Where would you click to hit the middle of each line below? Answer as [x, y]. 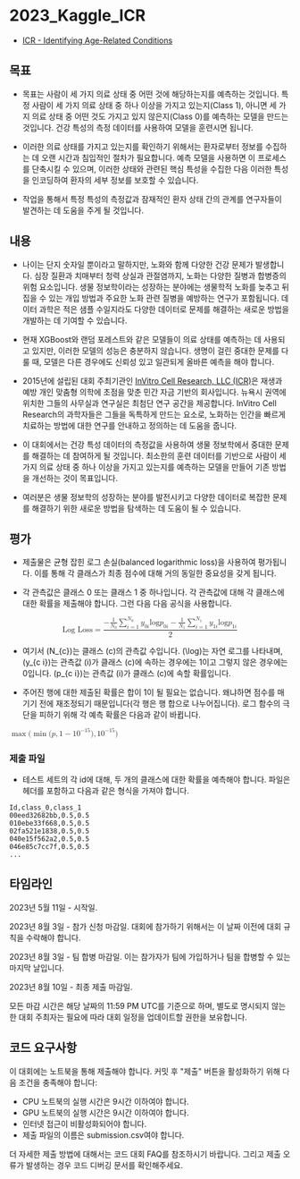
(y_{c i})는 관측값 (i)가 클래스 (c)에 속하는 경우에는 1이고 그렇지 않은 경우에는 [155, 662]
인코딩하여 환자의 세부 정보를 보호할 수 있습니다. [115, 180]
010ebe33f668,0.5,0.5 [50, 823]
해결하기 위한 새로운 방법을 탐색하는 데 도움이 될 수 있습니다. [136, 508]
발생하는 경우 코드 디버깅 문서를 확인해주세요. [104, 1165]
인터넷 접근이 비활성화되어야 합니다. [84, 1124]
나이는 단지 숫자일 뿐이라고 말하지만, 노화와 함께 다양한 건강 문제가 [137, 264]
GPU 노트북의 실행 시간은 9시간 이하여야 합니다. [105, 1112]
